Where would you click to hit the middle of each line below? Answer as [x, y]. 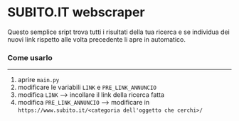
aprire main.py [38, 80]
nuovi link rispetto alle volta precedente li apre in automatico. [97, 39]
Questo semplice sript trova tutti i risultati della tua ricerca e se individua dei [118, 32]
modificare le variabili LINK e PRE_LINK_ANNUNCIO [87, 87]
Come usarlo [30, 57]
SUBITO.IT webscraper [76, 12]
